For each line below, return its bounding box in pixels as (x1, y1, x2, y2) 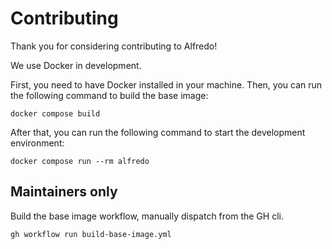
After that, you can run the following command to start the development (10, 126, 306, 138)
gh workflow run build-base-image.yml (10, 229, 172, 239)
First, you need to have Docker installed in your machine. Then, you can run (10, 78, 323, 91)
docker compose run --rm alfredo (10, 156, 150, 166)
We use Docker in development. (10, 59, 142, 71)
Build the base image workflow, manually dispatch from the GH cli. (10, 210, 284, 222)
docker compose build (10, 108, 101, 119)
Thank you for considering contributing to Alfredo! (10, 40, 218, 52)
